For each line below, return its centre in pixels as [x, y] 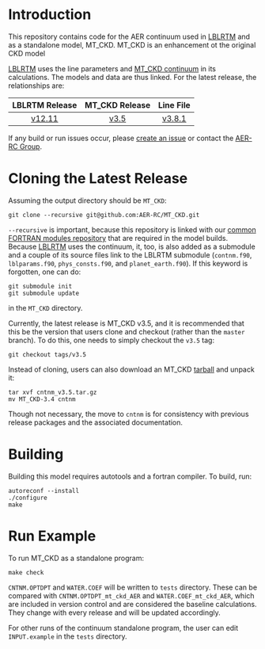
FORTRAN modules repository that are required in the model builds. [118, 238]
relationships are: [36, 86]
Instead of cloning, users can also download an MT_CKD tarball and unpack [131, 369]
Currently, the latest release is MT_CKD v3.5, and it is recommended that [127, 323]
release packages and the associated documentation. [96, 422]
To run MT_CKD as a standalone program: [76, 558]
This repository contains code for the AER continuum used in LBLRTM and [129, 36]
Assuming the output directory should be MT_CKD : [87, 200]
